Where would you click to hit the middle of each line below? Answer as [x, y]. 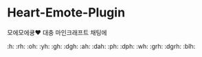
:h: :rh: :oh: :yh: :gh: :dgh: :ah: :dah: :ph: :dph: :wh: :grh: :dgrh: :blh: [101, 46]
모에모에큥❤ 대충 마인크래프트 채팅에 [57, 32]
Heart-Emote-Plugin [66, 13]
